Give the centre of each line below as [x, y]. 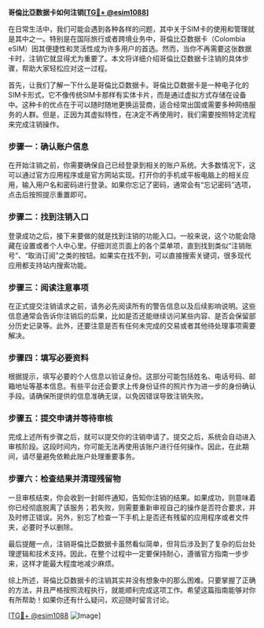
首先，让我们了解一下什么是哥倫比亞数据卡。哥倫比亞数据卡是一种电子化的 [128, 85]
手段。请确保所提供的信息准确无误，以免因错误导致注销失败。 [108, 396]
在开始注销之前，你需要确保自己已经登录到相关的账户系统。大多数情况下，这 [132, 165]
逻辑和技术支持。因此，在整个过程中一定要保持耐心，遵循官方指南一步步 [132, 553]
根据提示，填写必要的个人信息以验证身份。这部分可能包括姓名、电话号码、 [128, 376]
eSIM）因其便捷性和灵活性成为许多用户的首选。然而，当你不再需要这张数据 [130, 49]
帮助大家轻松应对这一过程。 [66, 68]
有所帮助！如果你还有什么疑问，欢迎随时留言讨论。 [91, 600]
